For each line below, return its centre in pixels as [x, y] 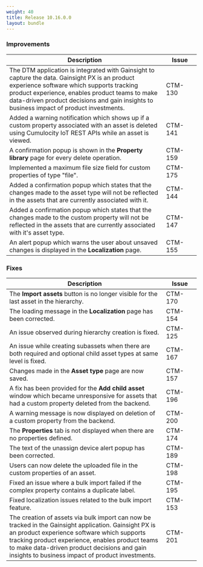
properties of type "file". [44, 175]
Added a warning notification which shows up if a [79, 117]
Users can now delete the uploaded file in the [74, 465]
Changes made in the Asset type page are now [76, 371]
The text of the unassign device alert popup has [77, 448]
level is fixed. [28, 361]
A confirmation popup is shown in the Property [76, 150]
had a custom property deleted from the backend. [80, 403]
